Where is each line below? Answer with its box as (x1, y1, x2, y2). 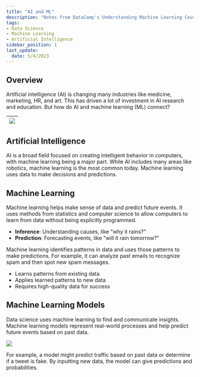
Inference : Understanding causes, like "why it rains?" (14, 228, 146, 235)
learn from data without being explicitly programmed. (6, 217, 137, 224)
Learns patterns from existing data (14, 270, 100, 278)
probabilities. (6, 364, 38, 371)
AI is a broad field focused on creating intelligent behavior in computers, (6, 152, 183, 159)
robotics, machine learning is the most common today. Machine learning (6, 164, 183, 172)
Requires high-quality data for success (14, 283, 110, 290)
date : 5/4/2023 (11, 53, 49, 59)
